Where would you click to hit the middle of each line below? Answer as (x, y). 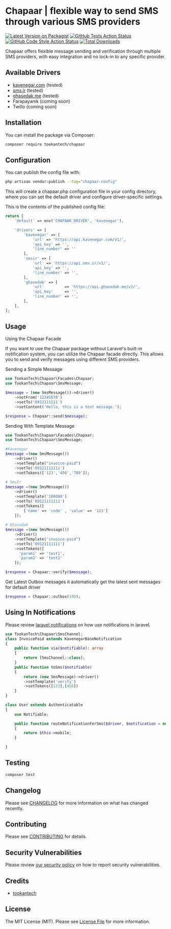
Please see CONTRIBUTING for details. (46, 837)
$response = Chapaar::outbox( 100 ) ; (43, 597)
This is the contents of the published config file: (55, 207)
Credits (17, 881)
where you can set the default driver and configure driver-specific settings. (84, 197)
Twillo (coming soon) (35, 107)
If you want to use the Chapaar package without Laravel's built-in (74, 349)
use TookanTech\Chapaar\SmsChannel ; (44, 634)
